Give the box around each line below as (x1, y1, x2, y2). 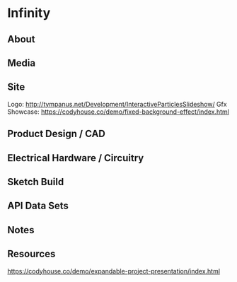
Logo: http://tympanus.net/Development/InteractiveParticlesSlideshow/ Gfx (7, 100, 228, 108)
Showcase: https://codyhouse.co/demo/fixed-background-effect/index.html (7, 107, 230, 116)
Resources (7, 248, 56, 260)
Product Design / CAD (7, 128, 106, 140)
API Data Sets (7, 200, 69, 212)
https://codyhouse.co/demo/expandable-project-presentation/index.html (7, 266, 221, 275)
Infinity (7, 5, 51, 21)
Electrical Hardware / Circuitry (7, 152, 144, 164)
